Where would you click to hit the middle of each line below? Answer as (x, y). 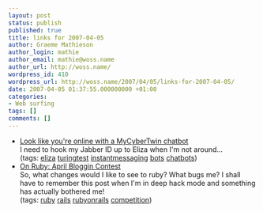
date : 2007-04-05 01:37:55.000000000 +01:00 (83, 89)
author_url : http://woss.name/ (60, 67)
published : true (35, 30)
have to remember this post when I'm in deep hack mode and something (137, 183)
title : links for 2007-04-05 (56, 38)
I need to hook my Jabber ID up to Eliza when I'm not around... (121, 149)
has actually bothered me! (62, 191)
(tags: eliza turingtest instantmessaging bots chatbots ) (108, 157)
